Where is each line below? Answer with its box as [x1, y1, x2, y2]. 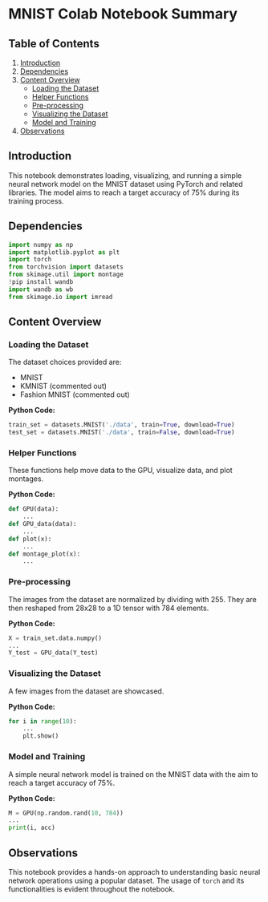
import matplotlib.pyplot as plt [8, 248, 120, 257]
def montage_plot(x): [8, 550, 81, 558]
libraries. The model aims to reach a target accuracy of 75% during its [8, 188, 240, 197]
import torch [8, 256, 52, 264]
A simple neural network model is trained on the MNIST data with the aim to [8, 769, 258, 779]
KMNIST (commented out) [19, 382, 107, 391]
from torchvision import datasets [8, 263, 124, 271]
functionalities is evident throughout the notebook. [8, 884, 175, 894]
